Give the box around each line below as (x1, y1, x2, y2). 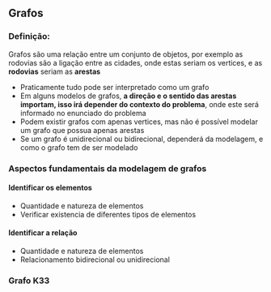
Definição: (8, 31, 51, 42)
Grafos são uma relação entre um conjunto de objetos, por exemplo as (8, 49, 243, 59)
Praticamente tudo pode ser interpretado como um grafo (19, 82, 210, 92)
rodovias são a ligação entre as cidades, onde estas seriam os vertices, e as (8, 58, 263, 67)
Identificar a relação (8, 228, 78, 238)
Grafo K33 (8, 275, 50, 286)
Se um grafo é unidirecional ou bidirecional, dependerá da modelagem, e (19, 134, 264, 144)
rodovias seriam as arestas (8, 67, 101, 76)
